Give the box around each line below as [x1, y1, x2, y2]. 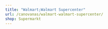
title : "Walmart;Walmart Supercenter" [5, 7, 86, 12]
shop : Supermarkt [5, 16, 41, 21]
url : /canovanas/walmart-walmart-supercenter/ [5, 12, 104, 17]
